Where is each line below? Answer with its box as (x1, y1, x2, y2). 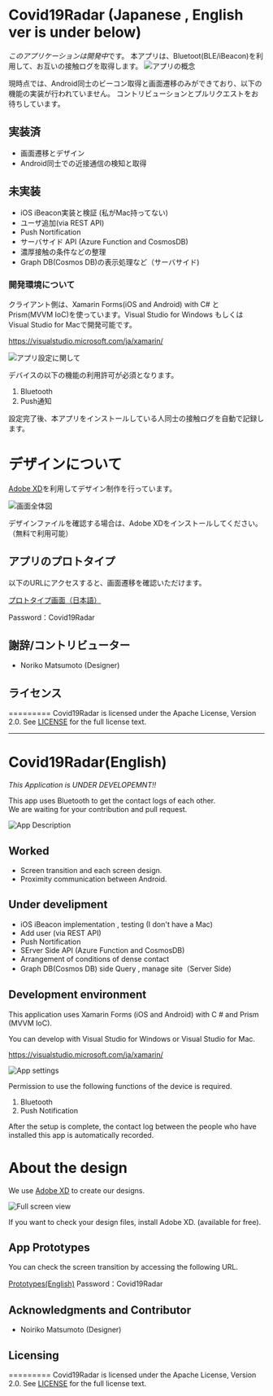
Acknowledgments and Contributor (8, 1303, 192, 1317)
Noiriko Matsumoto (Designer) (19, 1325, 122, 1335)
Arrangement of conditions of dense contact (19, 954, 170, 964)
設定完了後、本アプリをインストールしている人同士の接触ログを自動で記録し (8, 413, 265, 423)
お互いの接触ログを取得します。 (36, 61, 143, 71)
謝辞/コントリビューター (8, 639, 131, 652)
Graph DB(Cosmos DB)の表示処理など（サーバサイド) (19, 257, 200, 266)
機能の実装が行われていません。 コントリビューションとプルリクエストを (8, 88, 252, 99)
